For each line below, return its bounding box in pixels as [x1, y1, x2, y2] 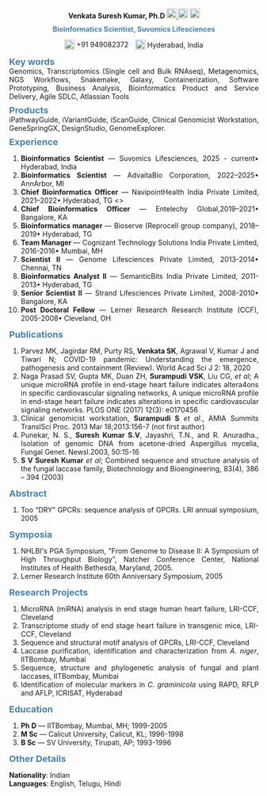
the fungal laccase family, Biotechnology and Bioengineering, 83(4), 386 [20, 463, 259, 473]
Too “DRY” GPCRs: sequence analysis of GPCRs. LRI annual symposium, [20, 505, 259, 514]
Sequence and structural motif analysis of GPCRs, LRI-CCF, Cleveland [20, 638, 250, 647]
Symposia [9, 528, 52, 540]
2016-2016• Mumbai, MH [20, 246, 104, 255]
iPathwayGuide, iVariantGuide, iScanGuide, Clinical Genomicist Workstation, [9, 115, 259, 124]
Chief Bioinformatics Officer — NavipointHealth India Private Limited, [20, 187, 259, 196]
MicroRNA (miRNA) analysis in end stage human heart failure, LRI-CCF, [20, 604, 259, 613]
